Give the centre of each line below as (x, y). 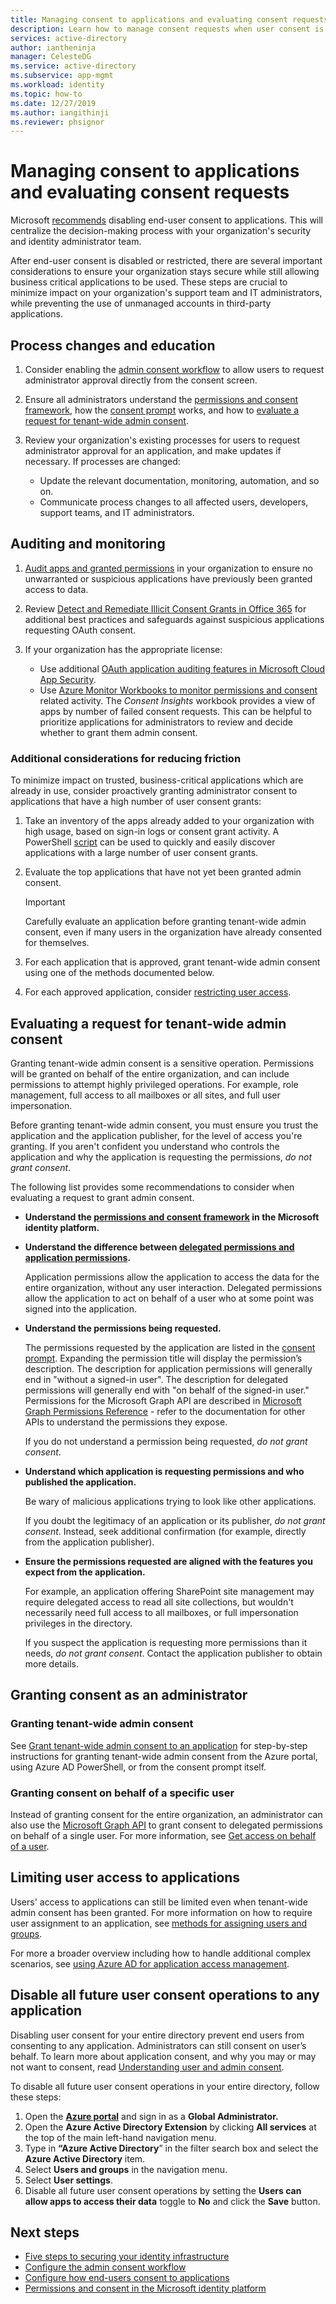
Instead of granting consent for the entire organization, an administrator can (166, 1814)
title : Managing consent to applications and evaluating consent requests (169, 19)
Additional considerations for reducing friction (126, 758)
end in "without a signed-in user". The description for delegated (156, 1379)
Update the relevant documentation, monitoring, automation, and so (179, 480)
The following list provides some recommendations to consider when (152, 1187)
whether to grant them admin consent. (118, 732)
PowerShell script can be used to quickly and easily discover (150, 842)
